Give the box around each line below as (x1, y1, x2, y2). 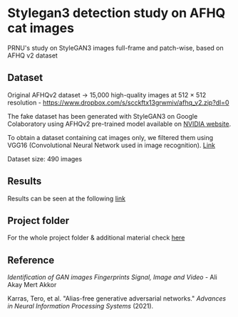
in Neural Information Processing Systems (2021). (7, 302, 154, 311)
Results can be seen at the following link (7, 194, 126, 203)
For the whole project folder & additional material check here (7, 233, 185, 242)
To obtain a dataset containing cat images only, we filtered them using (7, 133, 214, 141)
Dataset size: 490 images (7, 154, 83, 163)
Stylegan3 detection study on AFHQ (7, 5, 226, 21)
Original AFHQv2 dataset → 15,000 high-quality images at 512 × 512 (7, 90, 207, 99)
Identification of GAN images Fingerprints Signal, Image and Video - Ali (7, 273, 217, 281)
